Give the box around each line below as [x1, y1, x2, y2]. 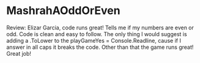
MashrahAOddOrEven [6, 4, 120, 18]
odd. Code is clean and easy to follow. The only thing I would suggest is [6, 30, 188, 37]
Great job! [6, 50, 32, 57]
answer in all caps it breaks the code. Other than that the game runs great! [6, 43, 194, 51]
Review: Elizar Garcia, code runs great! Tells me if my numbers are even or [6, 24, 194, 31]
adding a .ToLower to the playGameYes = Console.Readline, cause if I [6, 37, 182, 44]
